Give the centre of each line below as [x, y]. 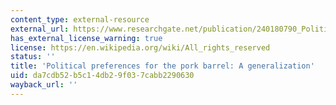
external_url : [40, 29]
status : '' [33, 57]
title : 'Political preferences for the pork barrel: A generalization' [162, 66]
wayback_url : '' [44, 85]
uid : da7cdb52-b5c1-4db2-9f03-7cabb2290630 [102, 76]
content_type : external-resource [80, 19]
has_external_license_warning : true [86, 38]
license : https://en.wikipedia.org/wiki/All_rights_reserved [140, 47]
